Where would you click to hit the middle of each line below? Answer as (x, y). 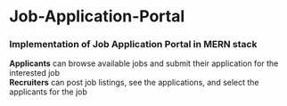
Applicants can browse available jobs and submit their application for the (144, 63)
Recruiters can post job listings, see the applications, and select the (135, 83)
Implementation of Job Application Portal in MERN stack (133, 45)
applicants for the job (48, 92)
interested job (35, 73)
